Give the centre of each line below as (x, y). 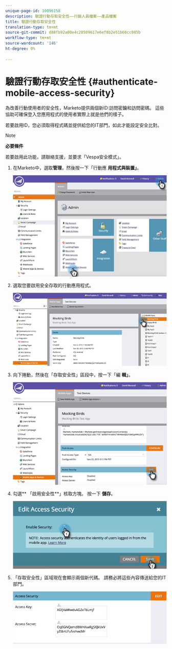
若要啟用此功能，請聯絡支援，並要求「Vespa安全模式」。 (65, 157)
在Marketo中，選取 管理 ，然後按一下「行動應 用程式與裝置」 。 (77, 168)
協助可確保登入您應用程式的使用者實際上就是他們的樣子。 (66, 114)
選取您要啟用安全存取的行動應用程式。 (53, 286)
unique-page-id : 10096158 (33, 11)
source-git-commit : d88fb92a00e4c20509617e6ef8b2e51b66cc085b (73, 33)
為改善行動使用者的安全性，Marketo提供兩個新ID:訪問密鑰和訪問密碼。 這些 (85, 108)
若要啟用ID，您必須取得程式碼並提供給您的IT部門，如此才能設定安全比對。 (84, 125)
